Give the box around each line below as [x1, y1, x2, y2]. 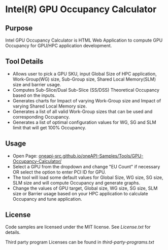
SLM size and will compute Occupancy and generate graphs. [12, 180, 141, 186]
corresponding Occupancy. [12, 114, 70, 120]
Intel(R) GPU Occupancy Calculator [5, 4, 157, 15]
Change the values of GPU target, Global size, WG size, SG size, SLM [12, 185, 158, 191]
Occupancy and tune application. [12, 196, 82, 202]
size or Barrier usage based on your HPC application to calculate [12, 190, 148, 196]
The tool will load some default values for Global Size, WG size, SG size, [12, 174, 163, 181]
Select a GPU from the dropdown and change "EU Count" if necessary [12, 163, 160, 169]
